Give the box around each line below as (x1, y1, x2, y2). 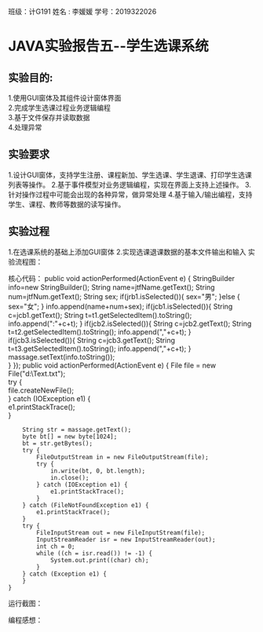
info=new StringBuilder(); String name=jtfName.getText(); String (8, 282, 215, 292)
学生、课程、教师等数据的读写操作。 (8, 199, 126, 209)
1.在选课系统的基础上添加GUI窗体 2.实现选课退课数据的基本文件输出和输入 (8, 247, 247, 257)
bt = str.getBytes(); (22, 439, 93, 448)
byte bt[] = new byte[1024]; (22, 433, 118, 440)
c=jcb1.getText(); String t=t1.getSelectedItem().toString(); (8, 310, 192, 320)
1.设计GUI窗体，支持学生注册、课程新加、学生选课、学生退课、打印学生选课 (8, 170, 253, 179)
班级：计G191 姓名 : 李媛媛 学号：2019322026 (8, 7, 157, 16)
